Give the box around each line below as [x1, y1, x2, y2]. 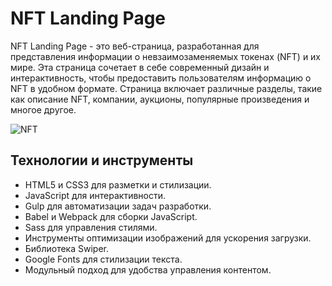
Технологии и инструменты [10, 152, 194, 169]
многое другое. [10, 103, 77, 116]
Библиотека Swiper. [24, 242, 109, 254]
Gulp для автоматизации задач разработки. [24, 200, 212, 212]
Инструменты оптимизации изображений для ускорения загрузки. [24, 232, 312, 244]
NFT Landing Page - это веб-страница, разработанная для [10, 40, 260, 52]
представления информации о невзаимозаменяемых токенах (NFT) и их [10, 50, 322, 62]
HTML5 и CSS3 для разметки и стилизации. [24, 178, 212, 191]
